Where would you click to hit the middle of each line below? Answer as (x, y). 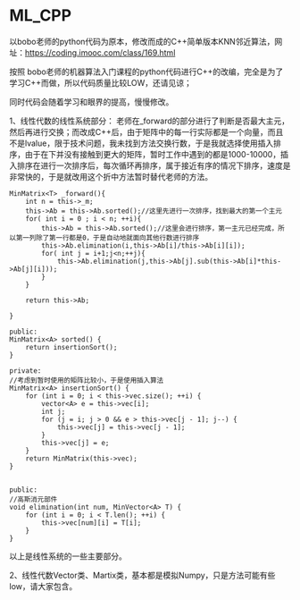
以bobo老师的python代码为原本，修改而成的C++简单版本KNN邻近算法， (142, 41)
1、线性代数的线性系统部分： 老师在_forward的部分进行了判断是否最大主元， (150, 121)
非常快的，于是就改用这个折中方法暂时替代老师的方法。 (111, 176)
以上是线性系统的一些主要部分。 (68, 556)
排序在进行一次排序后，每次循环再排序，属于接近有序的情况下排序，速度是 (154, 165)
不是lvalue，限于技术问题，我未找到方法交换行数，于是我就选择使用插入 (142, 143)
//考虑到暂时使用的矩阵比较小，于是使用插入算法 (86, 380)
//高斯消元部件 (33, 499)
